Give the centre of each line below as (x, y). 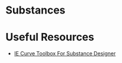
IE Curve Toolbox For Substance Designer (65, 54)
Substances (36, 10)
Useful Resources (50, 37)
